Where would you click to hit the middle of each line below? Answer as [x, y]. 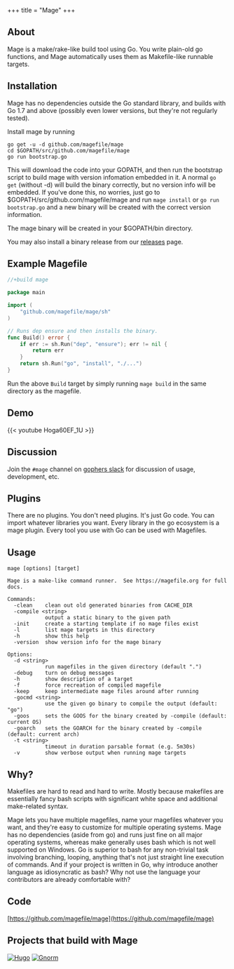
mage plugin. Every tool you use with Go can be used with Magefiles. [107, 530]
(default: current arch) [43, 734]
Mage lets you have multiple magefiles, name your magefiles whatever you [115, 820]
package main [26, 293]
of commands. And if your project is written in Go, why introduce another [113, 864]
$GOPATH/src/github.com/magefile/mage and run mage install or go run [113, 199]
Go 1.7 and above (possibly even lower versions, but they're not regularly [112, 110]
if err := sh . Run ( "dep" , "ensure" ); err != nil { [94, 344]
